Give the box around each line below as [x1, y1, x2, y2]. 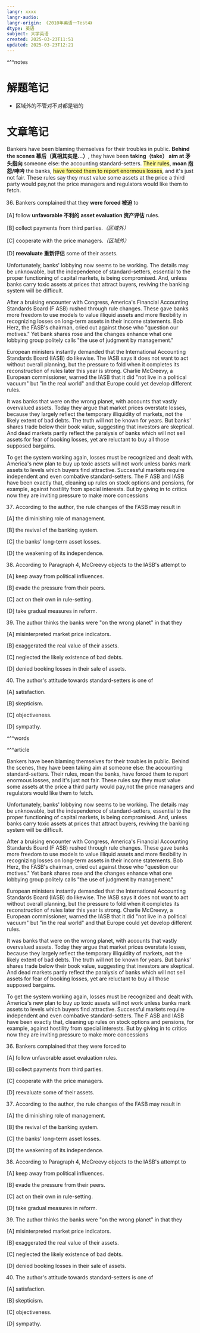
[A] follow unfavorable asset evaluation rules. [7, 1054, 118, 1061]
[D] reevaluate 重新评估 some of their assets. [7, 249, 118, 257]
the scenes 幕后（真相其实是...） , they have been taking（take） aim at [7, 152, 185, 159]
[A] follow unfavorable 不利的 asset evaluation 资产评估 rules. [7, 211, 160, 218]
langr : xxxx [7, 8, 36, 15]
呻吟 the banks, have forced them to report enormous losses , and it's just [14, 167, 194, 174]
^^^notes [7, 58, 29, 66]
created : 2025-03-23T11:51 [7, 36, 74, 42]
